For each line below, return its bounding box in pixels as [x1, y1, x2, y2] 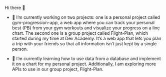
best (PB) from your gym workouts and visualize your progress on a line [11, 25, 160, 31]
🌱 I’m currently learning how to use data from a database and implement [11, 56, 161, 62]
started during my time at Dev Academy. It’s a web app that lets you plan [11, 35, 161, 41]
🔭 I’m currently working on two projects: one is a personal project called [11, 14, 160, 20]
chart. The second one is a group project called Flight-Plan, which [11, 30, 148, 36]
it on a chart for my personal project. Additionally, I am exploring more [11, 61, 156, 67]
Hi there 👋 [4, 5, 25, 10]
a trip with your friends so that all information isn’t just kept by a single [11, 41, 157, 47]
